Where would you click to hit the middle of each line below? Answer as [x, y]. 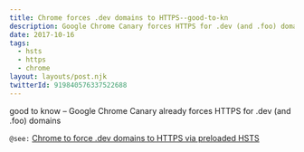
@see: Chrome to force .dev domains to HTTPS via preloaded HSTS [134, 138]
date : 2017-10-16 [42, 34]
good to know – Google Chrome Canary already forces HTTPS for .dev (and [150, 110]
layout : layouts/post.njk [58, 77]
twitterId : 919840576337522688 [68, 85]
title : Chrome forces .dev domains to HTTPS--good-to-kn [119, 18]
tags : [19, 43]
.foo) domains [35, 120]
